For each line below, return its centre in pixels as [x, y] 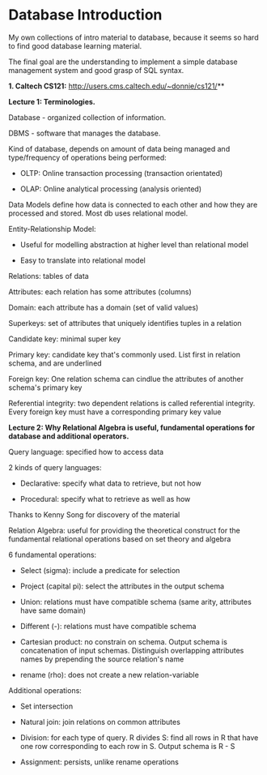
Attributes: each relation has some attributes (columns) [100, 291]
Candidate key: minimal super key [65, 339]
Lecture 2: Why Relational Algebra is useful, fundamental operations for [131, 427]
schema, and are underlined [55, 363]
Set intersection [47, 706]
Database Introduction [85, 15]
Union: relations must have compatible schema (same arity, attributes [136, 602]
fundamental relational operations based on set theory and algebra [120, 539]
